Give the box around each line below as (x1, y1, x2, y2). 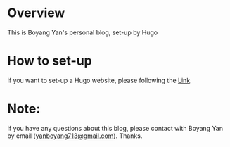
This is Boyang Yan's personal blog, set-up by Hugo (7, 28, 158, 37)
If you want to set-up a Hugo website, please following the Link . (7, 76, 192, 84)
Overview (7, 5, 65, 21)
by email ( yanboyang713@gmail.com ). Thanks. (7, 132, 143, 140)
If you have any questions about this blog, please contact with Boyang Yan (7, 124, 224, 132)
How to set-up (7, 53, 93, 69)
